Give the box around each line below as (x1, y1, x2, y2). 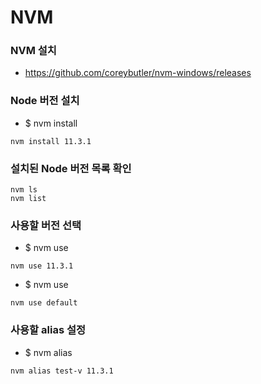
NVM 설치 (10, 44, 57, 58)
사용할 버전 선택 (10, 219, 82, 232)
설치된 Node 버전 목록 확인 (10, 161, 132, 175)
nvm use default (10, 298, 78, 308)
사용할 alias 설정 (10, 323, 87, 337)
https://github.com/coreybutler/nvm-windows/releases (24, 67, 252, 79)
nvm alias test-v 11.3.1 (10, 366, 114, 376)
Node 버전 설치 (10, 94, 80, 108)
